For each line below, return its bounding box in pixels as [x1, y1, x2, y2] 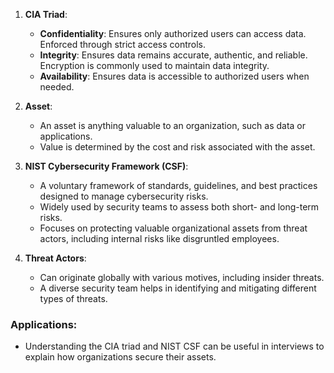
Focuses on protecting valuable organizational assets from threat [39, 222, 308, 234]
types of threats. [39, 293, 108, 304]
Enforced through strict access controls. [39, 39, 207, 50]
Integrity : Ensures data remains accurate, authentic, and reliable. [39, 49, 308, 61]
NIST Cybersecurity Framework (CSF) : [24, 160, 189, 172]
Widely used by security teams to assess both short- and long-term [39, 201, 320, 213]
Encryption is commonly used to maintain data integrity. [39, 60, 270, 71]
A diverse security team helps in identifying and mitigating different [39, 282, 317, 294]
